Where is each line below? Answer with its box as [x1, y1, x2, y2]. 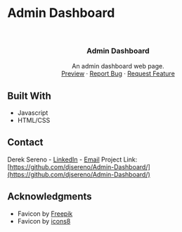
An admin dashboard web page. [71, 62, 164, 71]
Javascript [17, 109, 48, 117]
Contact [7, 136, 44, 149]
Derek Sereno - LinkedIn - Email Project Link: [7, 155, 138, 164]
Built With [7, 90, 51, 102]
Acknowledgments [7, 190, 93, 202]
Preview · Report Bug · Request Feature [60, 69, 176, 78]
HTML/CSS [17, 116, 51, 125]
